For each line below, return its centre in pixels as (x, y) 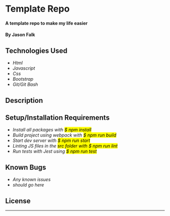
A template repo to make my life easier (47, 23)
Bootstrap (23, 79)
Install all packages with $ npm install (52, 130)
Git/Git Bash (25, 85)
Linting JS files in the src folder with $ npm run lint (65, 146)
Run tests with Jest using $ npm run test (55, 151)
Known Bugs (26, 167)
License (18, 201)
